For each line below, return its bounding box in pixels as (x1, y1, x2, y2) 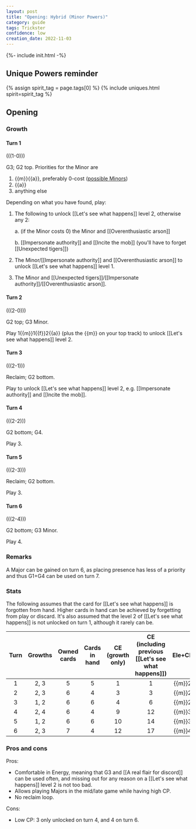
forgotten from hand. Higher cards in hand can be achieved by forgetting (6, 606, 181, 613)
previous (138, 647, 163, 655)
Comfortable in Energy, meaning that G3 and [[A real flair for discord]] (14, 769, 183, 776)
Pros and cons (6, 744, 48, 752)
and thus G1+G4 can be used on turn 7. (6, 572, 100, 579)
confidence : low (6, 30, 45, 36)
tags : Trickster (6, 25, 45, 31)
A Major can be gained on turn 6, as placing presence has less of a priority (6, 566, 185, 573)
